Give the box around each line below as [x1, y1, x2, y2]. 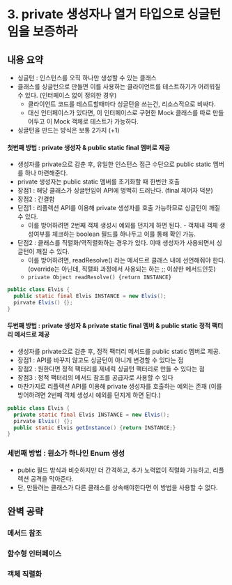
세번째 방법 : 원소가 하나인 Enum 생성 [7, 448, 125, 458]
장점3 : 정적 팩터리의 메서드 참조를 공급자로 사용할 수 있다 [17, 373, 174, 381]
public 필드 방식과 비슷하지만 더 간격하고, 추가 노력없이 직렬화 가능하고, [17, 466, 212, 474]
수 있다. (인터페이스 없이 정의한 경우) [17, 91, 117, 99]
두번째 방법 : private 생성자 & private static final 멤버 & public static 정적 [7, 322, 211, 330]
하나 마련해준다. [24, 169, 68, 177]
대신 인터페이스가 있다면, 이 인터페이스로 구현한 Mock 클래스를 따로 [27, 109, 211, 117]
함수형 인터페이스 [7, 549, 62, 558]
